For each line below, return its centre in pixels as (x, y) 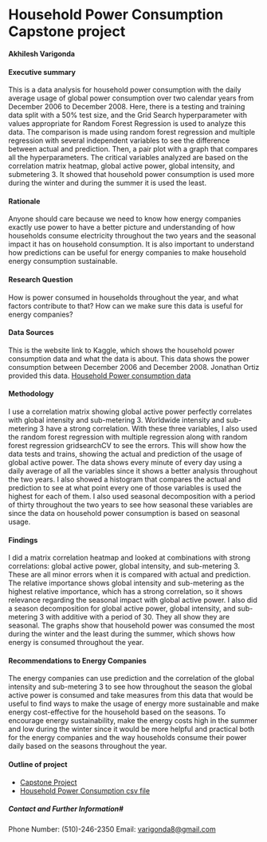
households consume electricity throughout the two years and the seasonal (132, 236)
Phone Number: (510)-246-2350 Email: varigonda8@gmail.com (112, 829)
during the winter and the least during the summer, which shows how (122, 634)
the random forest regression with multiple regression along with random (128, 437)
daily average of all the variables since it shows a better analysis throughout (133, 470)
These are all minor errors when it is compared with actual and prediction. (130, 575)
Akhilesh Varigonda (42, 53)
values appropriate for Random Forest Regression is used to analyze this (127, 124)
